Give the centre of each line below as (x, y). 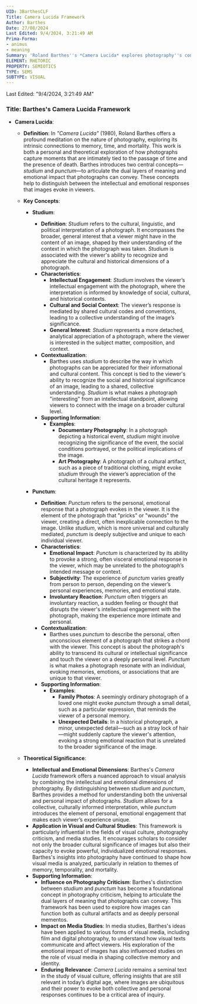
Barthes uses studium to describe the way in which (111, 361)
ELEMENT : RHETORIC (28, 61)
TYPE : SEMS (19, 72)
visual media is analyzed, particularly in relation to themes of (105, 863)
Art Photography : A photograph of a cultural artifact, (122, 461)
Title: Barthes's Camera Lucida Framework (68, 109)
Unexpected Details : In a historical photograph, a (118, 722)
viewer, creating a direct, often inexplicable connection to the (115, 522)
